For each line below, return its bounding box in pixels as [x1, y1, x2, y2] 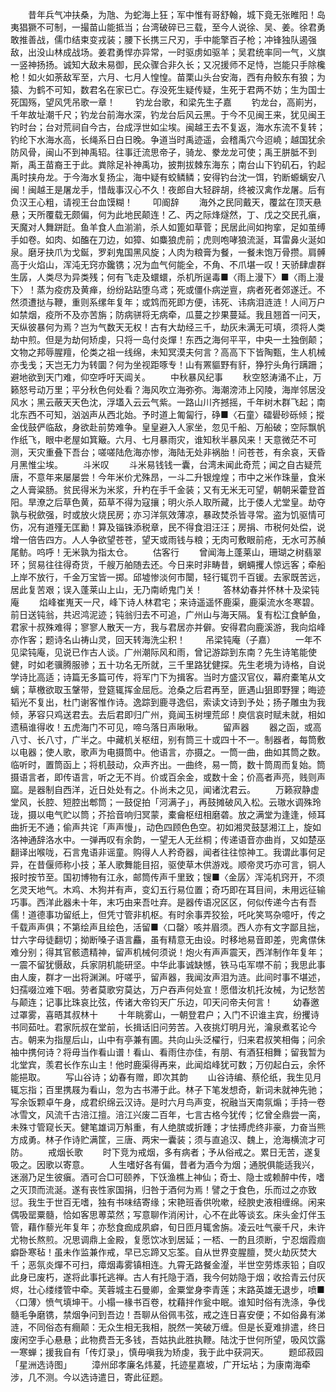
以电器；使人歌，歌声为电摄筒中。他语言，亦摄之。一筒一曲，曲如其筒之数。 [10, 746, 326, 758]
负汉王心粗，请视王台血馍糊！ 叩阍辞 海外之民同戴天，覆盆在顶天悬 [10, 196, 322, 208]
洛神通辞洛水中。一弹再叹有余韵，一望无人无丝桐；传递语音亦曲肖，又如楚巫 [10, 834, 326, 845]
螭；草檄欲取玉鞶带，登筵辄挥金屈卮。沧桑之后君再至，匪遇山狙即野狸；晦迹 [10, 684, 326, 695]
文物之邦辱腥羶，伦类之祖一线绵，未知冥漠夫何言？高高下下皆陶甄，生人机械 [10, 346, 326, 358]
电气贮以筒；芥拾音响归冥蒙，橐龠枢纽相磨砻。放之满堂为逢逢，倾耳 [44, 809, 326, 820]
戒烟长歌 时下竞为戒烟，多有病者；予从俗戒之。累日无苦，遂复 [47, 1146, 322, 1158]
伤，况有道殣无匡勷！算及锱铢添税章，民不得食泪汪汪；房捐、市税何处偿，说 [10, 521, 326, 533]
